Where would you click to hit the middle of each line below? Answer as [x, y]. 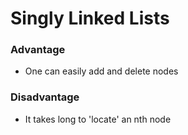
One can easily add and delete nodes [101, 71]
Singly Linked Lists [90, 18]
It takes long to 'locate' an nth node [98, 119]
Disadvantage [45, 97]
